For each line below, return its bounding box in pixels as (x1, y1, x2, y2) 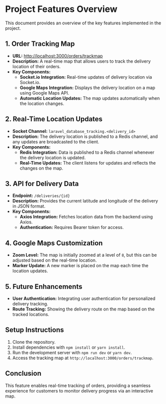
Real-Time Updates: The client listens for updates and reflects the (19, 160, 156, 166)
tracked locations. (12, 311, 50, 317)
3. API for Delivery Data (5, 179, 79, 188)
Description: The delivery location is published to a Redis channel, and (12, 133, 158, 139)
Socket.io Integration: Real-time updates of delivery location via (19, 74, 153, 80)
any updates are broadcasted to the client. (12, 138, 99, 145)
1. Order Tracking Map (5, 40, 75, 48)
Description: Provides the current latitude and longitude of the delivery (12, 198, 158, 204)
